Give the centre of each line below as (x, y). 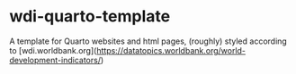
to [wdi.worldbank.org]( (53, 50)
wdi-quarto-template (90, 16)
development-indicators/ (55, 60)
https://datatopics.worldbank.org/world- (170, 50)
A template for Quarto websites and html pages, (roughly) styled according (148, 41)
